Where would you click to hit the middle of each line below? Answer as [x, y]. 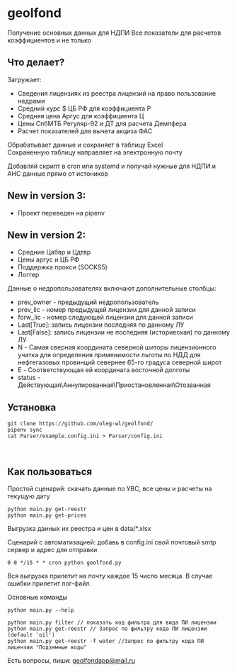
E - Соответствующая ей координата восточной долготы [104, 370]
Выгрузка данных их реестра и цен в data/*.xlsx [79, 528]
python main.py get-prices [47, 515]
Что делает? [36, 63]
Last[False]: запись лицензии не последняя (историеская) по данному [123, 332]
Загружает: [24, 79]
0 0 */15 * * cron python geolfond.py [64, 563]
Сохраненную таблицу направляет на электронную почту [95, 152]
